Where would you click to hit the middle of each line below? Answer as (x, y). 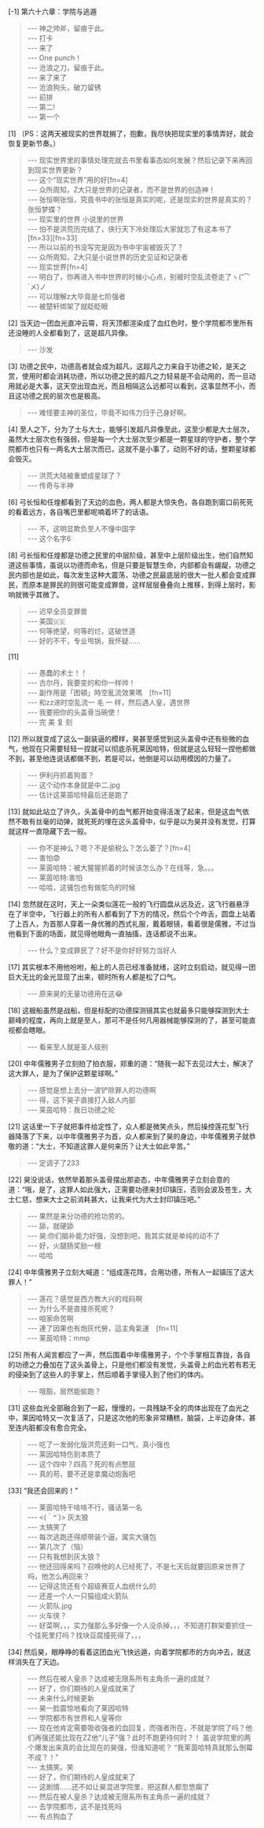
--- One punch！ (55, 58)
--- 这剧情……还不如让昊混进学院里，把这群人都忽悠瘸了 (118, 1787)
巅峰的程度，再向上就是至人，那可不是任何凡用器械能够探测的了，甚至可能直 (132, 1020)
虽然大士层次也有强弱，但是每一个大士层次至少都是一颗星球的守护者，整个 (128, 439)
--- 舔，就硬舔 (51, 1226)
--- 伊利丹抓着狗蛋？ (61, 775)
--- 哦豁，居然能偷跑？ (64, 1391)
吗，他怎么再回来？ (59, 1576)
